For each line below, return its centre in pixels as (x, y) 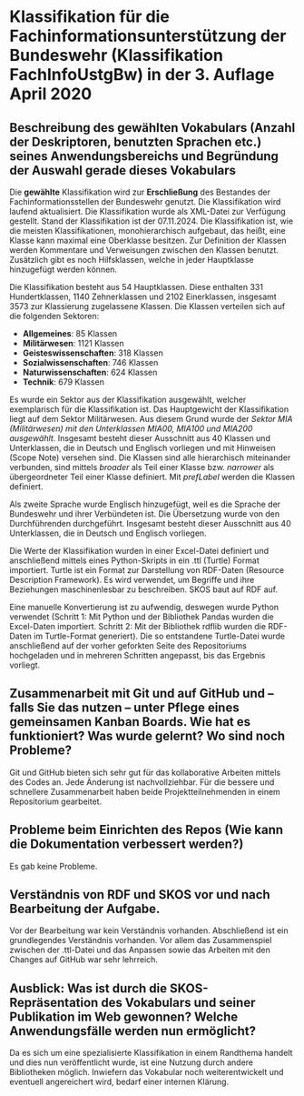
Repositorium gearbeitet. (56, 801)
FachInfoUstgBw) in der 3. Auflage (142, 75)
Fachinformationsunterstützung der (148, 36)
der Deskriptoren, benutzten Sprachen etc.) (136, 141)
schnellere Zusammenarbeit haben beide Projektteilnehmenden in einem (145, 791)
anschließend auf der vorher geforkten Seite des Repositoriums (128, 646)
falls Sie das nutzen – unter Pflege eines (124, 708)
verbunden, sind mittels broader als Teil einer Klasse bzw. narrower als (142, 467)
